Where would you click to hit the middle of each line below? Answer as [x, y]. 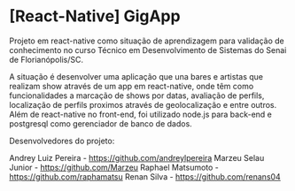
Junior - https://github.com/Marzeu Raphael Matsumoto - [114, 167]
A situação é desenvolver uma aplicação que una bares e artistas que [136, 76]
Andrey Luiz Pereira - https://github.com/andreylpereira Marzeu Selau [137, 157]
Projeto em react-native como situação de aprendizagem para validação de [147, 41]
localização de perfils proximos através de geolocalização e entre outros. [143, 104]
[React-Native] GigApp [95, 16]
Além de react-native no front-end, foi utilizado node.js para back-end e [141, 114]
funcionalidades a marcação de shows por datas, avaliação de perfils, [137, 95]
